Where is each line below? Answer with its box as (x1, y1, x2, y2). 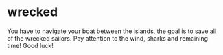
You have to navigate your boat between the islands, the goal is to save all (7, 27, 217, 35)
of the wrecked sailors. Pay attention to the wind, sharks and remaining (7, 34, 208, 42)
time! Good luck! (7, 41, 54, 49)
